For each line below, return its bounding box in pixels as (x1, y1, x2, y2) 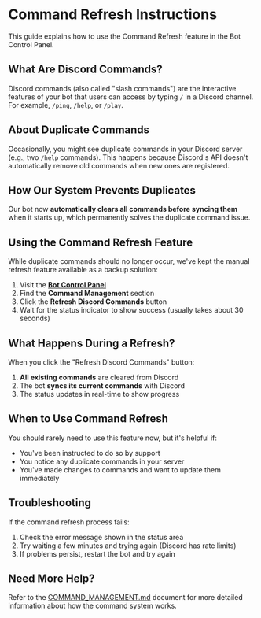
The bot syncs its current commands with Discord (19, 381, 186, 390)
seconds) (19, 313, 51, 324)
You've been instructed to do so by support (19, 448, 160, 457)
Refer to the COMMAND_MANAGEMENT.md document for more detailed (8, 593, 243, 602)
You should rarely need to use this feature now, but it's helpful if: (8, 433, 218, 442)
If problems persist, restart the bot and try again (19, 549, 175, 558)
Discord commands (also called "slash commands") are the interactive (8, 83, 237, 93)
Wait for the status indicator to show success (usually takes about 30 (19, 305, 244, 315)
